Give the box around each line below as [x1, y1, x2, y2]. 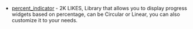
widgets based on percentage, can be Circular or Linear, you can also [11, 11, 180, 18]
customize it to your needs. [11, 17, 78, 23]
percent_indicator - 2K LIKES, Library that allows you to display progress [11, 5, 188, 11]
